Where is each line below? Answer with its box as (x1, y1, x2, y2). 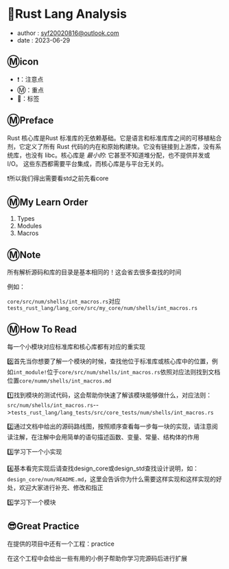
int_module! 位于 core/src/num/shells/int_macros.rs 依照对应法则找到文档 (13, 368, 221, 376)
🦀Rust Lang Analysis (7, 6, 127, 22)
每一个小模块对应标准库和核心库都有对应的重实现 (7, 343, 145, 350)
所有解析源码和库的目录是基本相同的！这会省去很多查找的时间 (7, 268, 182, 276)
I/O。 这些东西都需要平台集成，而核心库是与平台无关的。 (7, 159, 168, 167)
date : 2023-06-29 (16, 36, 71, 44)
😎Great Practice (7, 520, 80, 532)
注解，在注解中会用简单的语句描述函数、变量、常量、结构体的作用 (12, 433, 200, 441)
